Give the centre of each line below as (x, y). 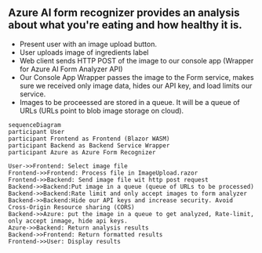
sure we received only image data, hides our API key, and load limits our (136, 85)
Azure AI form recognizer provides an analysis (124, 13)
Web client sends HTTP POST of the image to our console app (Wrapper (136, 60)
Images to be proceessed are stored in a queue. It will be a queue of (130, 102)
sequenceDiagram (35, 125)
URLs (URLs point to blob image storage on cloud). (102, 110)
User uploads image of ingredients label (84, 52)
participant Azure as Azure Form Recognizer (82, 152)
